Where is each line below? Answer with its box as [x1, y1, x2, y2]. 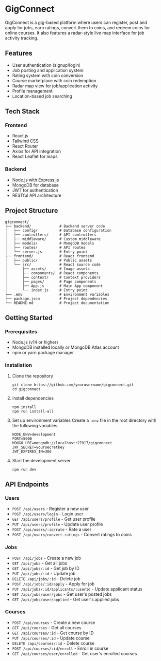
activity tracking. [5, 35, 39, 41]
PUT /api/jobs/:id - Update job [12, 570, 76, 576]
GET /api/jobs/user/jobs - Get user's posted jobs [12, 591, 112, 597]
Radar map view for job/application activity [12, 83, 98, 89]
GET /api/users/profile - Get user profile [12, 516, 96, 522]
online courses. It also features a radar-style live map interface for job [5, 30, 145, 36]
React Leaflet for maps [12, 153, 58, 159]
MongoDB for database [12, 182, 59, 188]
